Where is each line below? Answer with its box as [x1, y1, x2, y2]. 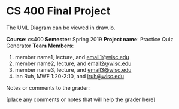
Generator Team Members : [6, 42, 74, 49]
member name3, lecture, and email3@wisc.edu [14, 66, 132, 73]
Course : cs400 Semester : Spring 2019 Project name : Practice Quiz [6, 35, 174, 43]
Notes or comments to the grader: [6, 84, 90, 91]
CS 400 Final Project [6, 4, 111, 18]
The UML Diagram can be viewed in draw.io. [6, 24, 116, 31]
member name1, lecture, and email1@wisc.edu [14, 53, 129, 60]
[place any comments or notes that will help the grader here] [6, 96, 156, 103]
